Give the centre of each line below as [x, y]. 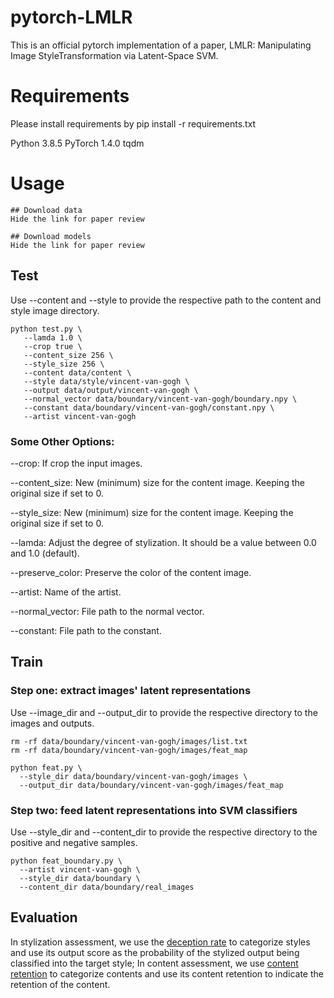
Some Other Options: [62, 441]
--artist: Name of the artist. [66, 592]
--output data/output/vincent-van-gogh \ [111, 390]
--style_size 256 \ [64, 364]
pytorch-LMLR [71, 17]
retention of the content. [60, 984]
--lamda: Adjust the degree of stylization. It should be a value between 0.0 [163, 542]
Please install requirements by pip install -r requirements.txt [133, 123]
